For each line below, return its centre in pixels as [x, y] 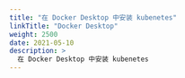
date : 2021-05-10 [42, 43]
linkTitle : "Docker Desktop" [64, 26]
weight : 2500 [34, 34]
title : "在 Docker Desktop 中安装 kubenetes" [93, 17]
